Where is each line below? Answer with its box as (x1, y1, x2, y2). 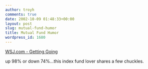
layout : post (5, 21, 32, 26)
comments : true (5, 12, 37, 17)
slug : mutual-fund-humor (5, 26, 57, 31)
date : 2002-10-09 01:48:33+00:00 (5, 16, 75, 21)
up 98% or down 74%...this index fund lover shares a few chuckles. (5, 58, 144, 64)
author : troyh (5, 7, 35, 12)
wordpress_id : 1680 (5, 35, 46, 40)
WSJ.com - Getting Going (5, 48, 58, 55)
